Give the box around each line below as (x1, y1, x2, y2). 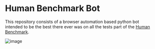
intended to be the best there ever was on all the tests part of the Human (5, 24, 150, 29)
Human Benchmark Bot (5, 3, 100, 14)
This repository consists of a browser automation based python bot (5, 19, 139, 24)
